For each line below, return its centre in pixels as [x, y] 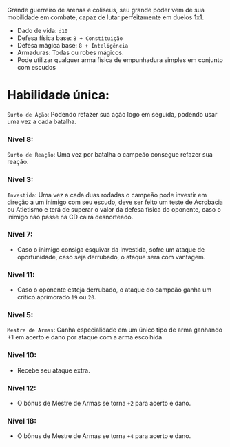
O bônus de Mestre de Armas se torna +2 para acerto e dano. [104, 404]
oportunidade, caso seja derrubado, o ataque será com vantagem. [111, 257]
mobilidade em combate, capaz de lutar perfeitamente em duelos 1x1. [106, 17]
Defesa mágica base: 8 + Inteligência [73, 45]
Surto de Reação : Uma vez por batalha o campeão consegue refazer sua [110, 155]
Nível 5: [20, 315]
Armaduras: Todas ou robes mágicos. [70, 52]
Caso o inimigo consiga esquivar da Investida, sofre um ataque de [111, 249]
